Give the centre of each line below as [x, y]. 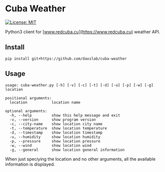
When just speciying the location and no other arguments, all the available [80, 159]
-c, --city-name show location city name [56, 124]
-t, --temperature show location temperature [58, 128]
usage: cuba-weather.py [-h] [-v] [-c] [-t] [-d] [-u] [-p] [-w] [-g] [79, 85]
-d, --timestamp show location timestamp [56, 133]
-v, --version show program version [53, 120]
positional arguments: [28, 98]
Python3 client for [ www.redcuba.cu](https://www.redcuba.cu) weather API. [83, 32]
